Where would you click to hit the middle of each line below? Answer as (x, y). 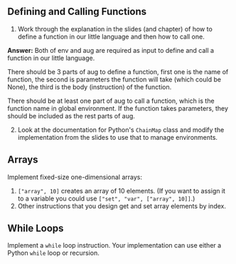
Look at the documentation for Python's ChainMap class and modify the (121, 130)
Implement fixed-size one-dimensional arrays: (75, 177)
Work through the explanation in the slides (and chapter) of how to (115, 29)
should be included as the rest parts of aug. (71, 116)
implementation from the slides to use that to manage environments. (118, 137)
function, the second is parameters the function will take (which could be (114, 79)
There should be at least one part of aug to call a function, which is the (111, 101)
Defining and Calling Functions (77, 12)
